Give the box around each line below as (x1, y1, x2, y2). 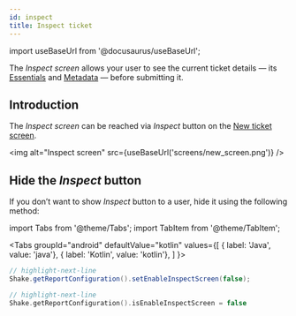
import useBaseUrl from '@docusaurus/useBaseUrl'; (9, 45, 201, 56)
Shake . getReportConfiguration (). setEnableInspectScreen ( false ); (9, 275, 251, 283)
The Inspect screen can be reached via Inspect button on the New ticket (9, 121, 272, 132)
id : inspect (9, 12, 53, 22)
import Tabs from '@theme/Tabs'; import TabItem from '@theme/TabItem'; (9, 222, 281, 234)
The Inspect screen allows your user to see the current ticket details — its (9, 63, 277, 73)
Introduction (9, 97, 80, 112)
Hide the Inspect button (9, 173, 141, 188)
